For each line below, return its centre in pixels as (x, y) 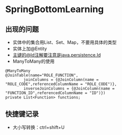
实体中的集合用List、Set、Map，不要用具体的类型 (65, 42)
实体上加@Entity (30, 49)
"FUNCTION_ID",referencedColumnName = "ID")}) (55, 93)
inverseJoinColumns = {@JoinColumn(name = (69, 88)
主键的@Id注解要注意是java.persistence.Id (56, 55)
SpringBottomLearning (55, 9)
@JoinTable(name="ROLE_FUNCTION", (42, 75)
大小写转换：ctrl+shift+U (39, 127)
